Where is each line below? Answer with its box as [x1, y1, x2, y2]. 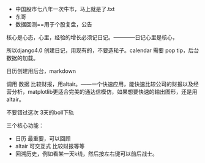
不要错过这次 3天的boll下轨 [6, 109, 75, 116]
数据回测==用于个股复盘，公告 [15, 21, 93, 28]
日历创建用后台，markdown [6, 67, 76, 75]
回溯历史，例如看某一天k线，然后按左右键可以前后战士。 [15, 150, 158, 157]
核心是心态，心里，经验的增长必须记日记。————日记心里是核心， [6, 34, 178, 41]
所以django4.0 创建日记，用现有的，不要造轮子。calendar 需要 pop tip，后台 [6, 47, 199, 54]
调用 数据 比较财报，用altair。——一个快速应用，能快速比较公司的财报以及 [6, 80, 194, 88]
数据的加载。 [6, 55, 39, 61]
